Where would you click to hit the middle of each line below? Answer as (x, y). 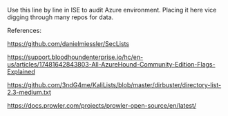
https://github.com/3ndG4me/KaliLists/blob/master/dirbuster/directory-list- (114, 85)
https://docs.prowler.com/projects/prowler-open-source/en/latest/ (102, 105)
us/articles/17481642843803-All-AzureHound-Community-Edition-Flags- (111, 64)
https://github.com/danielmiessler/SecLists (68, 44)
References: (24, 31)
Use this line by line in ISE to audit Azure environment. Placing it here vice (112, 10)
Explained (21, 72)
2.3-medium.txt (29, 92)
